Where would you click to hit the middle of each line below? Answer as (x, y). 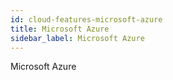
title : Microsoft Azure (60, 29)
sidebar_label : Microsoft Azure (77, 38)
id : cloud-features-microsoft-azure (86, 19)
